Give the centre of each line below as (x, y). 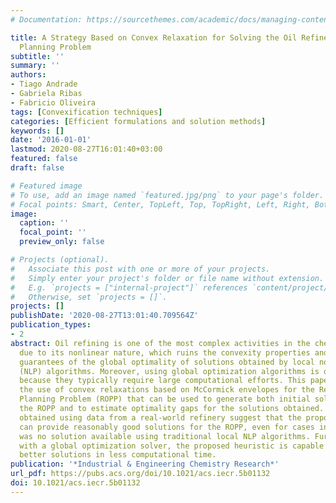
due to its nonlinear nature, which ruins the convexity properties (165, 352)
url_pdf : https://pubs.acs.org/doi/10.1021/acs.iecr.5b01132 (140, 474)
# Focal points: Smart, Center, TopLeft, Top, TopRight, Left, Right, (160, 204)
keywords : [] (37, 131)
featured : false (44, 159)
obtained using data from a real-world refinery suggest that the (160, 417)
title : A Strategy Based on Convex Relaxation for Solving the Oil (154, 37)
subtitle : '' (37, 56)
